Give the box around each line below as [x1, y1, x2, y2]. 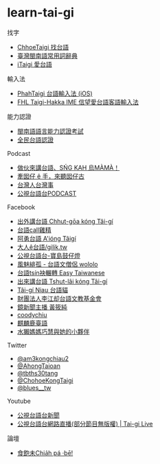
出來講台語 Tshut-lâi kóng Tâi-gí [16, 277, 108, 286]
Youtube [7, 397, 31, 405]
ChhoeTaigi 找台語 [16, 43, 69, 51]
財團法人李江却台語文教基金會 [16, 294, 102, 303]
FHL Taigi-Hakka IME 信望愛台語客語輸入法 [16, 97, 139, 106]
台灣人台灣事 [16, 181, 54, 189]
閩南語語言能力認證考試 [16, 127, 84, 135]
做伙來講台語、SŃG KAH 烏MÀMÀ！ [16, 163, 120, 172]
